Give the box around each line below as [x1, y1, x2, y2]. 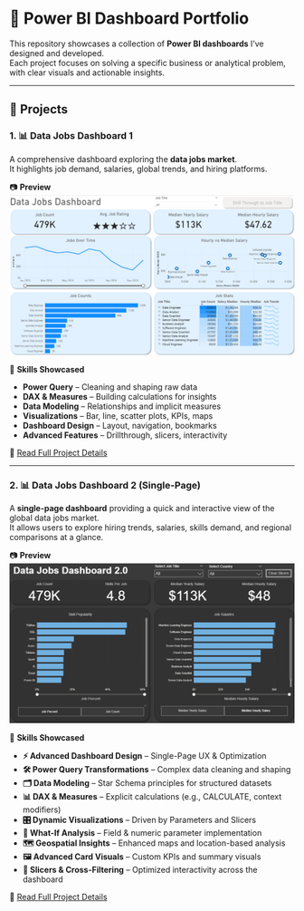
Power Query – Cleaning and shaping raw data [22, 381, 198, 393]
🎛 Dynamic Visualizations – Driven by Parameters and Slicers [22, 814, 256, 825]
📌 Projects [9, 102, 69, 117]
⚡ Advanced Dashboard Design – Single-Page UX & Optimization [22, 750, 267, 761]
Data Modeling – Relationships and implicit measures [22, 401, 222, 412]
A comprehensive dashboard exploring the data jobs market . [9, 153, 238, 164]
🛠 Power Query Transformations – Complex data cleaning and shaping [22, 763, 291, 774]
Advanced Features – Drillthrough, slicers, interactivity [22, 430, 228, 441]
